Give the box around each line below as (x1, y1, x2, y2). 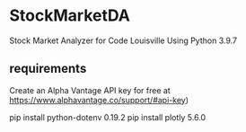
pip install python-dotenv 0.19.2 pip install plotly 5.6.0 (9, 111, 206, 122)
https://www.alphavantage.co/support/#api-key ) (9, 94, 189, 105)
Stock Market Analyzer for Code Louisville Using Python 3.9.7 (9, 35, 238, 46)
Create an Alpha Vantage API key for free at (9, 84, 171, 95)
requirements (9, 61, 87, 76)
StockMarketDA (9, 5, 130, 26)
